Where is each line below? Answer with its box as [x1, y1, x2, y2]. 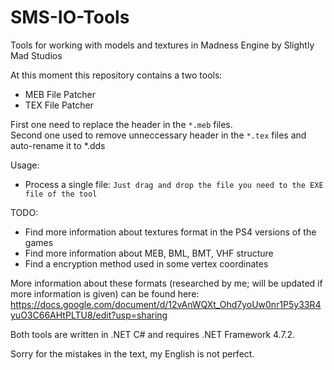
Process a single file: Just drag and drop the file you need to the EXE [24, 178, 324, 190]
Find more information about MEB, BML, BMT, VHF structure [24, 247, 274, 259]
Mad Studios [10, 49, 63, 61]
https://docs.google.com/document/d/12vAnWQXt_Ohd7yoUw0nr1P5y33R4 [10, 298, 322, 310]
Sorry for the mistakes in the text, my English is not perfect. [10, 347, 255, 360]
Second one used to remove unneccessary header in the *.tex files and [10, 129, 307, 141]
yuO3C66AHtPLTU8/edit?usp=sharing [10, 309, 168, 321]
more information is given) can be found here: [10, 287, 200, 300]
